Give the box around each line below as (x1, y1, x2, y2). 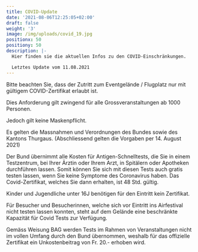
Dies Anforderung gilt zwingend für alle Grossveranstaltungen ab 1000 (6, 98, 181, 106)
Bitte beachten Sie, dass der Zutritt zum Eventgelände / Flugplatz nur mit (6, 80, 186, 88)
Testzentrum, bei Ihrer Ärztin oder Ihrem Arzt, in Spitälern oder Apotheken (6, 159, 189, 166)
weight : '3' (6, 25, 36, 32)
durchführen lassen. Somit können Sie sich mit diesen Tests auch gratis (6, 166, 183, 173)
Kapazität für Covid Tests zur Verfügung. (6, 214, 108, 221)
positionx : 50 (6, 37, 42, 43)
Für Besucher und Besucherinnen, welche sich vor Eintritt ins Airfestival (6, 202, 183, 209)
